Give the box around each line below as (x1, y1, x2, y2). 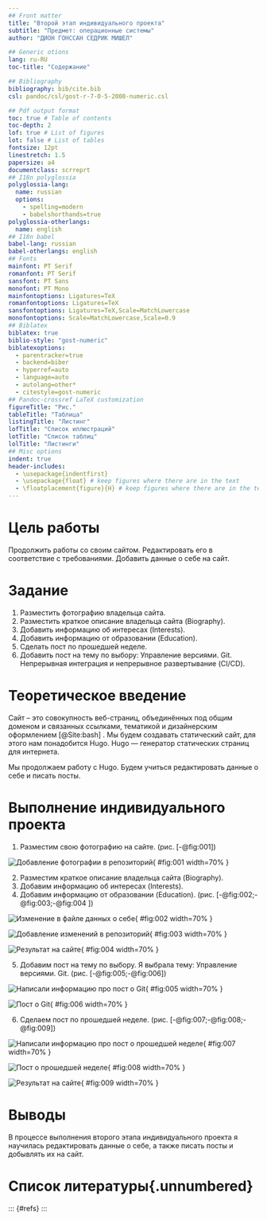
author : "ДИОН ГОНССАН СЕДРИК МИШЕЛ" (8, 33, 133, 42)
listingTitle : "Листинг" (8, 418, 91, 426)
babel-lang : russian (8, 240, 77, 248)
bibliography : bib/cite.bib (8, 84, 102, 92)
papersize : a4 (8, 159, 56, 167)
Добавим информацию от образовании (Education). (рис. (19, 889, 215, 899)
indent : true (8, 455, 52, 463)
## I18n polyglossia (8, 173, 77, 182)
